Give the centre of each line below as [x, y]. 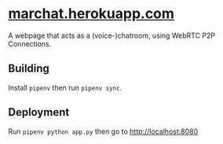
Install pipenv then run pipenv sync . [65, 87]
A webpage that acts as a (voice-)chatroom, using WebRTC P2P [112, 35]
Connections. [30, 43]
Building [29, 69]
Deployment [39, 112]
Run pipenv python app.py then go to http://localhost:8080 [103, 131]
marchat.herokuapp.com [91, 14]
